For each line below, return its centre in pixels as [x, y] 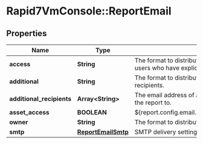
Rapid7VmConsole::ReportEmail [89, 11]
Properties [27, 33]
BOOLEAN [92, 112]
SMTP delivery [155, 132]
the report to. [153, 102]
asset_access [29, 112]
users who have [157, 68]
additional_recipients [40, 99]
